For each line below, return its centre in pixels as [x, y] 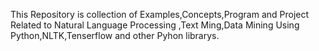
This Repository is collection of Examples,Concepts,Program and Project [160, 14]
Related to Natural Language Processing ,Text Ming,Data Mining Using [155, 25]
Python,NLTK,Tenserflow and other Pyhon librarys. [115, 35]
